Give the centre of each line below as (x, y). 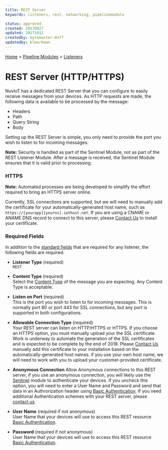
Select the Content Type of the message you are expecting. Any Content (88, 282)
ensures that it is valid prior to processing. (49, 163)
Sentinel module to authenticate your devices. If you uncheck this (80, 381)
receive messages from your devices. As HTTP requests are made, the (78, 96)
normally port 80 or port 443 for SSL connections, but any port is (80, 308)
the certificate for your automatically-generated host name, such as (75, 207)
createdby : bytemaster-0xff (35, 38)
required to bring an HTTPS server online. (48, 192)
